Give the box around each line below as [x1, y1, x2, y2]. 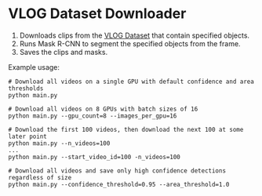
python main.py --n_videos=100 [8, 139, 111, 147]
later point [8, 132, 47, 140]
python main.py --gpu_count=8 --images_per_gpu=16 [8, 111, 177, 120]
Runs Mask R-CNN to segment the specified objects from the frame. [19, 38, 241, 48]
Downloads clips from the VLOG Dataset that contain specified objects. [19, 31, 249, 40]
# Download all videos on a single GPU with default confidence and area [8, 78, 255, 85]
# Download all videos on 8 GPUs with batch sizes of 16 [8, 105, 198, 113]
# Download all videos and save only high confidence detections [8, 166, 226, 175]
